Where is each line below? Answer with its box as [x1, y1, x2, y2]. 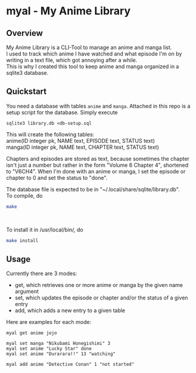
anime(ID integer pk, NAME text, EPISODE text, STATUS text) [6, 137, 155, 144]
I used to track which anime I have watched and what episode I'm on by [6, 50, 182, 57]
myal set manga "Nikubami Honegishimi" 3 [6, 341, 111, 347]
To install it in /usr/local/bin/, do [6, 226, 83, 233]
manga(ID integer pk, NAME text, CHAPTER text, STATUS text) [6, 143, 160, 151]
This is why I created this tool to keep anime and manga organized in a [6, 63, 179, 70]
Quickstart [6, 87, 47, 97]
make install [6, 237, 39, 243]
